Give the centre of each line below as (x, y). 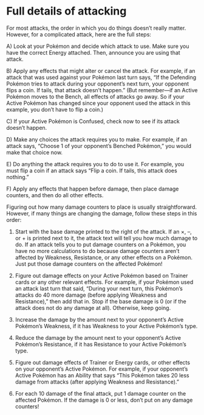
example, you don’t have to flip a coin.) (55, 109)
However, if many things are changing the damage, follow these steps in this (102, 213)
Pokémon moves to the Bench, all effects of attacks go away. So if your (95, 96)
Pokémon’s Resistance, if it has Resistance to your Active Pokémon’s (101, 344)
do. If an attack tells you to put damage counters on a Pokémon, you (100, 245)
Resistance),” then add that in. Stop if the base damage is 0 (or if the (100, 301)
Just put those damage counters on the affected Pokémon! (89, 264)
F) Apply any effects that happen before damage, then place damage (93, 189)
